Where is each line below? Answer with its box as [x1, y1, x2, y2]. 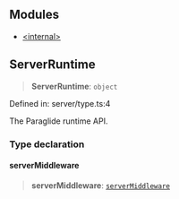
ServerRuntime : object [30, 81, 118, 91]
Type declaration [9, 138, 85, 151]
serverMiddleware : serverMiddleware [30, 179, 170, 191]
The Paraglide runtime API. [9, 116, 108, 126]
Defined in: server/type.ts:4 [9, 98, 111, 108]
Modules [9, 7, 60, 22]
